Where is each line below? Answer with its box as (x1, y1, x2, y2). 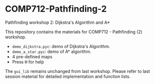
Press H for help (12, 59, 44, 65)
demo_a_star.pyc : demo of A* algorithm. (12, 49, 91, 54)
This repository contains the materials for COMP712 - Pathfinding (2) (5, 29, 142, 34)
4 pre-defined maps (12, 53, 52, 59)
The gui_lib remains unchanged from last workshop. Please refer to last (5, 68, 150, 74)
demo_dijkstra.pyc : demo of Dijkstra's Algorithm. (12, 43, 110, 49)
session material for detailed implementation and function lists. (5, 73, 131, 79)
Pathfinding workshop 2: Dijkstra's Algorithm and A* (5, 19, 110, 25)
